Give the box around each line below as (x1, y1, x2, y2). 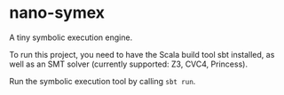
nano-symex (9, 3, 105, 23)
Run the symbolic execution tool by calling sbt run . (9, 75, 196, 86)
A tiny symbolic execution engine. (9, 32, 133, 43)
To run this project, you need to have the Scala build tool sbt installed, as (9, 49, 275, 59)
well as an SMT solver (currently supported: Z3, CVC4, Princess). (9, 59, 248, 69)
